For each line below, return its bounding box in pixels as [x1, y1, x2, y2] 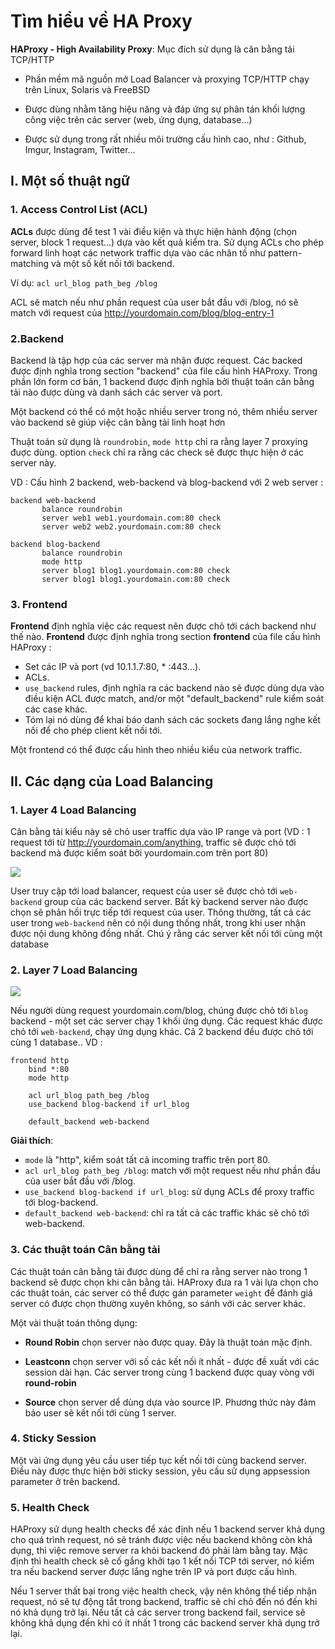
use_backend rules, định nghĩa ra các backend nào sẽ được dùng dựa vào [24, 682, 325, 694]
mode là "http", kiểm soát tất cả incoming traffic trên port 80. [24, 1154, 271, 1166]
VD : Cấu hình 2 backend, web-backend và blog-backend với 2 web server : [10, 476, 324, 488]
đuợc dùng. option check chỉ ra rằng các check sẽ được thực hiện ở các [10, 446, 305, 458]
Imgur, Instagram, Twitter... [24, 143, 136, 155]
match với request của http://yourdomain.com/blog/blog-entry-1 [10, 306, 275, 319]
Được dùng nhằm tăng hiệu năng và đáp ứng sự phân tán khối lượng [24, 103, 306, 115]
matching [10, 257, 50, 269]
